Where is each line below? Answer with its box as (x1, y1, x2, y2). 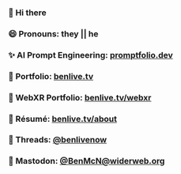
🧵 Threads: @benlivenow (8, 134, 107, 146)
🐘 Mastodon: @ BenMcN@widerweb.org (8, 156, 165, 167)
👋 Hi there (8, 7, 47, 18)
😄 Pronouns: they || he (8, 28, 99, 39)
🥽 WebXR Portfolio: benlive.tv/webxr (8, 92, 152, 103)
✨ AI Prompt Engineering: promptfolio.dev (8, 49, 174, 60)
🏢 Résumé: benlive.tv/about (8, 113, 117, 124)
